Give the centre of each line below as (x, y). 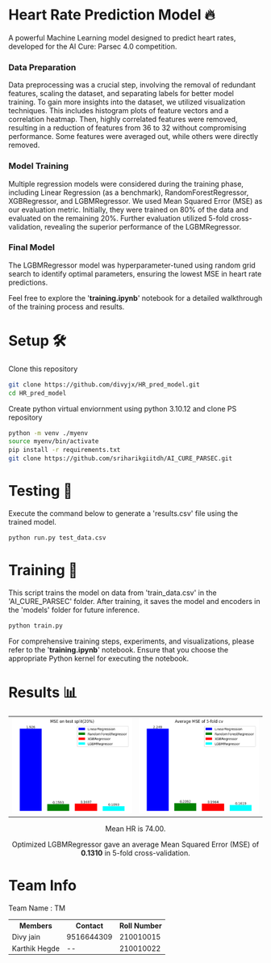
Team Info (42, 885)
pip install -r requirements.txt (65, 450)
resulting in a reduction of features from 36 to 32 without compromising (127, 128)
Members (35, 926)
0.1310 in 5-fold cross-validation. (135, 853)
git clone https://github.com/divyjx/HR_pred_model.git (104, 384)
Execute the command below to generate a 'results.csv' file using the (123, 513)
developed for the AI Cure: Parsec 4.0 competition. (93, 46)
